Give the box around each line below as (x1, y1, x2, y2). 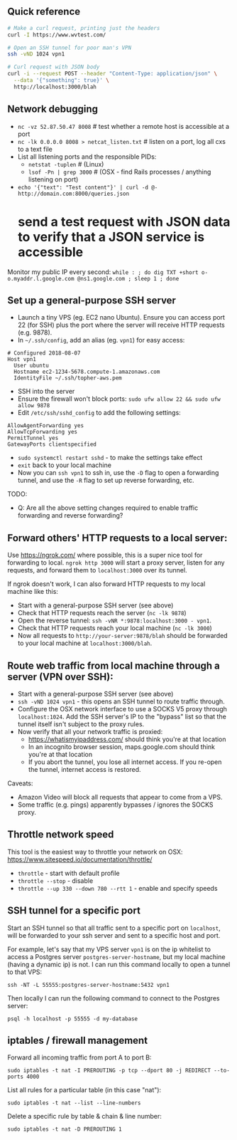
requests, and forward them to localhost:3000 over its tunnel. (7, 566, 187, 575)
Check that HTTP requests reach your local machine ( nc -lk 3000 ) (17, 624, 213, 632)
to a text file (17, 145, 53, 153)
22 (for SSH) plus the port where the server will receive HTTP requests (17, 320, 226, 330)
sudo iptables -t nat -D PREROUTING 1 (7, 1126, 122, 1133)
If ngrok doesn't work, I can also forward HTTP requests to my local (7, 580, 206, 588)
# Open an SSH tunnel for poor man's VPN (7, 44, 132, 51)
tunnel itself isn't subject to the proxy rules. (17, 720, 145, 728)
